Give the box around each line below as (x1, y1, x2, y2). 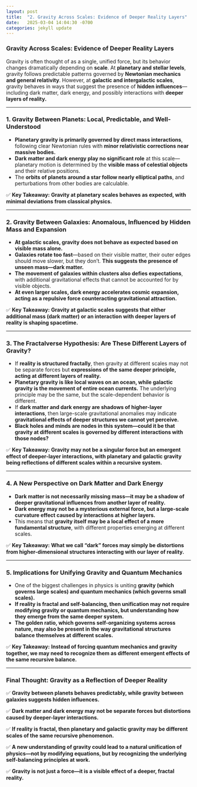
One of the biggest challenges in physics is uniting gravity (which (14, 582, 174, 589)
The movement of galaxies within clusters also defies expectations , (14, 270, 184, 277)
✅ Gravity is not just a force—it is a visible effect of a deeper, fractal (6, 768, 175, 775)
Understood (6, 123, 41, 131)
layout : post (6, 8, 38, 15)
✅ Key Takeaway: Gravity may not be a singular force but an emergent (6, 446, 181, 453)
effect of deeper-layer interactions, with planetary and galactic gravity (6, 453, 182, 460)
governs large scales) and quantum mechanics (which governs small (14, 588, 186, 595)
